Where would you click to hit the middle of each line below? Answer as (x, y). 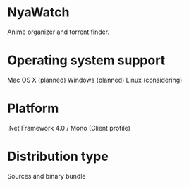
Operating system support (86, 60)
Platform (33, 108)
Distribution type (58, 157)
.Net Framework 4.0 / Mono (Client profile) (69, 128)
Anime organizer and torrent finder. (59, 32)
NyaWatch (38, 12)
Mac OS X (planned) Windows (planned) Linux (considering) (95, 80)
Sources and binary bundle (47, 176)
